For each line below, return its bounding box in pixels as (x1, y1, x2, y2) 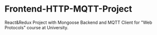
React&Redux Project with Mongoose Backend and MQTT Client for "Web (4, 19, 152, 25)
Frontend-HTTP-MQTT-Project (4, 3, 132, 15)
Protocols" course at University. (4, 24, 69, 30)
